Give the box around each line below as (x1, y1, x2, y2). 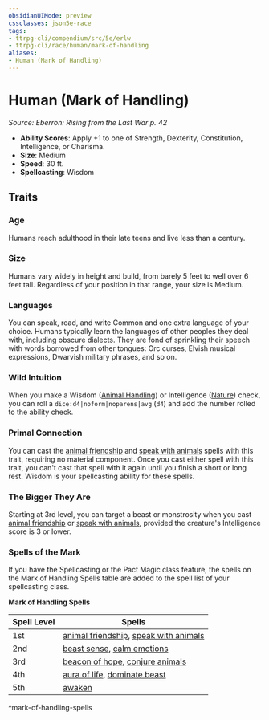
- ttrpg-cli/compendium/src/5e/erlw (8, 34, 131, 43)
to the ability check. (8, 407, 74, 417)
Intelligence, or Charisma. (19, 141, 106, 151)
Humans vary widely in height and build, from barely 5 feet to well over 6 (8, 271, 249, 281)
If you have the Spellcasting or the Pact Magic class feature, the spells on (8, 565, 251, 575)
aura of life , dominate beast (63, 669, 166, 681)
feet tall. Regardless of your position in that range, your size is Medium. (8, 279, 244, 289)
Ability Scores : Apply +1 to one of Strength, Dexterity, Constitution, (19, 133, 243, 143)
